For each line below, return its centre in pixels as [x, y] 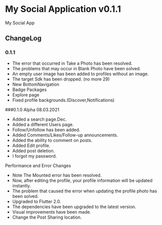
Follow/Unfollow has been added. [46, 130]
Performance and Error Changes [38, 165]
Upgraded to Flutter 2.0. [37, 201]
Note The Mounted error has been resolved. [57, 175]
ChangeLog [23, 38]
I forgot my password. [34, 156]
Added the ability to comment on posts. [52, 140]
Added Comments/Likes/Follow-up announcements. [65, 135]
